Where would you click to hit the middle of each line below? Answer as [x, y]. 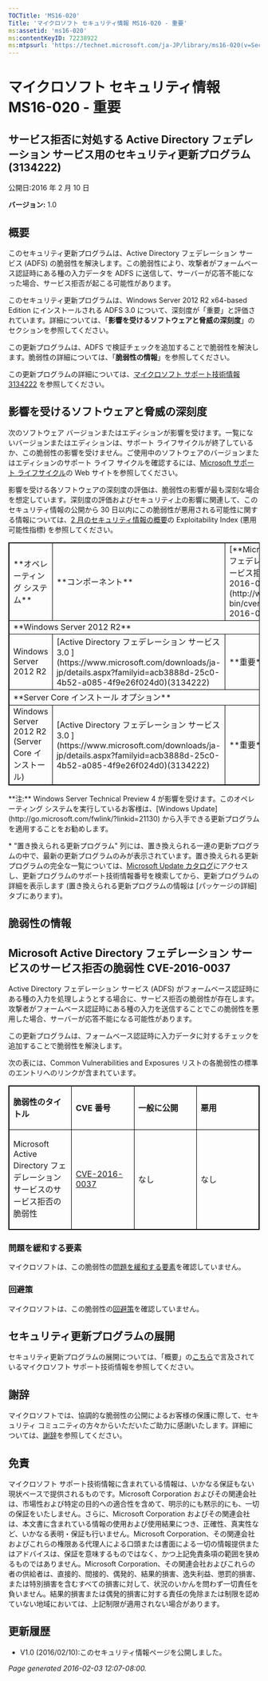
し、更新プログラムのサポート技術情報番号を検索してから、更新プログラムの [134, 875]
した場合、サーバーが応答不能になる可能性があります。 [106, 1019]
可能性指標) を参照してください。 [63, 530]
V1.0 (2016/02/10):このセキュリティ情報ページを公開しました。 [123, 1652]
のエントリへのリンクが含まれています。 [75, 1072]
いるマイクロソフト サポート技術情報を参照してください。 [103, 1367]
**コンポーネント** [95, 582]
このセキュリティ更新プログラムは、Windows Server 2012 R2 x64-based [128, 300]
